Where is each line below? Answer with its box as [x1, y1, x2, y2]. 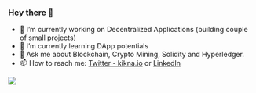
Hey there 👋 [8, 7, 53, 18]
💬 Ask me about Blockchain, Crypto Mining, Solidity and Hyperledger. [19, 50, 245, 59]
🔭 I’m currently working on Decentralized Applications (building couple [19, 25, 249, 34]
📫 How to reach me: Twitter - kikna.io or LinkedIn [19, 59, 181, 68]
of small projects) [19, 33, 77, 42]
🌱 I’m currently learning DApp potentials [19, 41, 149, 51]
